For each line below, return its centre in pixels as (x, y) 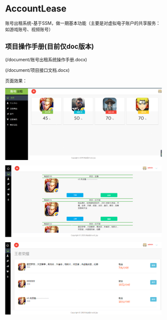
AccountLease (36, 9)
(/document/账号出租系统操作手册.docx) (46, 59)
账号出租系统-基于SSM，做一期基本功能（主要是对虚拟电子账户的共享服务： (83, 23)
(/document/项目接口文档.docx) (38, 70)
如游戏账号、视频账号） (29, 29)
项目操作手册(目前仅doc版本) (50, 47)
